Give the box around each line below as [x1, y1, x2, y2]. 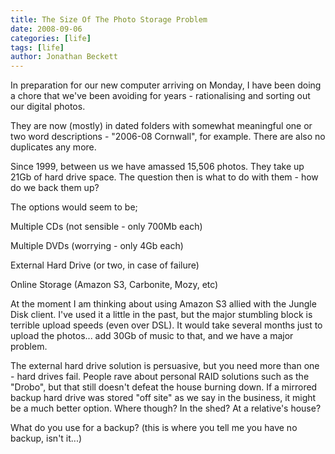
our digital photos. [10, 101, 86, 113]
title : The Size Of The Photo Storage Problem [10, 14, 208, 25]
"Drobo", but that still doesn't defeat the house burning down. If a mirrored [10, 381, 318, 393]
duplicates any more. [10, 141, 97, 153]
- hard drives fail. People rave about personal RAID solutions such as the [10, 371, 310, 383]
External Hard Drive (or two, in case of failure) [10, 259, 200, 271]
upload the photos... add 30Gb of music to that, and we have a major [10, 330, 294, 342]
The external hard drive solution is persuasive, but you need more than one [10, 360, 320, 372]
